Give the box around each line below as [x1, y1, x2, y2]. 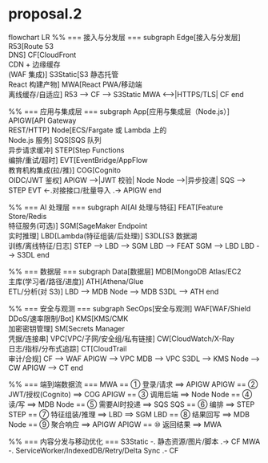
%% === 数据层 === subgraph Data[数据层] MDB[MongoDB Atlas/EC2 [8, 266, 242, 276]
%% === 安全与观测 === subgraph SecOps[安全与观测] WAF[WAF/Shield [8, 303, 251, 313]
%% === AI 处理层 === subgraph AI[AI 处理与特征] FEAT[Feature [8, 202, 224, 212]
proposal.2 [8, 5, 82, 23]
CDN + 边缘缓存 [8, 59, 62, 69]
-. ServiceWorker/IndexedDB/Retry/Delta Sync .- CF [8, 445, 179, 455]
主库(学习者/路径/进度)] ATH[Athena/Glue [8, 276, 144, 286]
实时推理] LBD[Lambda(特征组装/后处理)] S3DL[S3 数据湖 [8, 230, 198, 241]
